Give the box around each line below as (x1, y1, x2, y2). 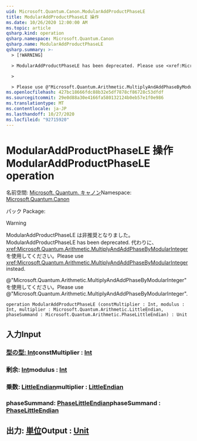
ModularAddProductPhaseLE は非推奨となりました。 (6, 232, 134, 239)
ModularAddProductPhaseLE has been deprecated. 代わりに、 (6, 239, 157, 246)
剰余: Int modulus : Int (6, 365, 67, 374)
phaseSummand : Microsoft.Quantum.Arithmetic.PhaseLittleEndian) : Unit (6, 312, 188, 318)
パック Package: (6, 208, 46, 215)
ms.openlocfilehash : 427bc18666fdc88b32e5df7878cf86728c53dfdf (6, 89, 164, 96)
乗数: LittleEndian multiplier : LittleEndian (6, 382, 124, 391)
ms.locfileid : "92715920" (6, 117, 69, 123)
